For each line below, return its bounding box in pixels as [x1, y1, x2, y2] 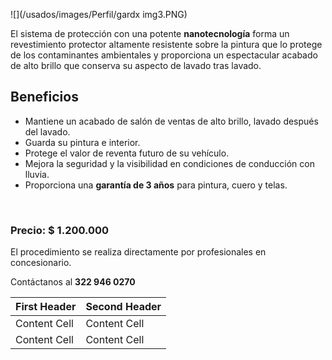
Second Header [85, 300, 162, 314]
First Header [15, 300, 77, 314]
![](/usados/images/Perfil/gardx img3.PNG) [10, 9, 188, 20]
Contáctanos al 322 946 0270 [10, 276, 136, 288]
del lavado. [24, 125, 71, 138]
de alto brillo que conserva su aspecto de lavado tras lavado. [10, 60, 262, 71]
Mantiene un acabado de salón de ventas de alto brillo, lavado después [24, 115, 319, 127]
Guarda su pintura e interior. [24, 136, 141, 148]
